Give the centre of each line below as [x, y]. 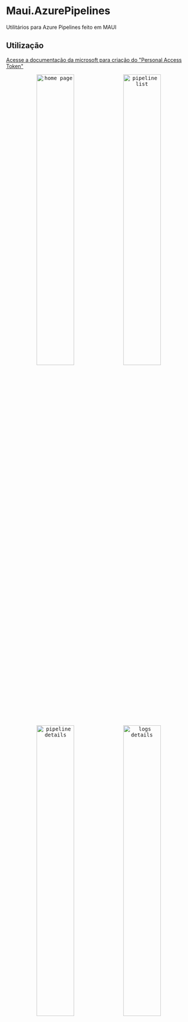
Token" [15, 66]
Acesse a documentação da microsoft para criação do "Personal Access [94, 59]
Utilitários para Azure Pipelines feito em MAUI [61, 27]
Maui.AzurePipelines [58, 11]
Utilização [25, 46]
